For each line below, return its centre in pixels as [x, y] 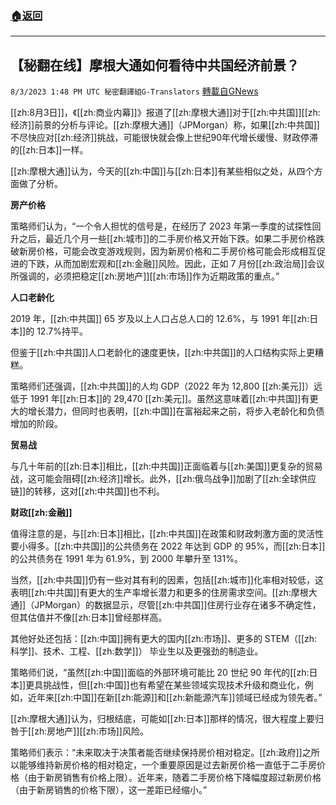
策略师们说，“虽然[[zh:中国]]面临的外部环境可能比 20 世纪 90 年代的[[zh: [160, 673]
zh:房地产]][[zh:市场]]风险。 [91, 731]
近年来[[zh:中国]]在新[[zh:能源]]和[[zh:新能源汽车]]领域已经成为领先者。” [175, 698]
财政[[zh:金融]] [41, 513]
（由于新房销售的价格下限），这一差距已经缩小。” [109, 790]
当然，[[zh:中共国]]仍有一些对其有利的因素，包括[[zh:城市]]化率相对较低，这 [167, 580]
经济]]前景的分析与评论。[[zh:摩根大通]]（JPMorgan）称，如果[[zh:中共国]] [165, 125]
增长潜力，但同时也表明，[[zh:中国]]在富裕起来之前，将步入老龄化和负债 [176, 411]
